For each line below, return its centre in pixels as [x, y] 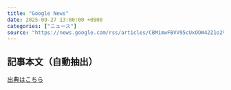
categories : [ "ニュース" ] [42, 26]
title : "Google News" [38, 13]
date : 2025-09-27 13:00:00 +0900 [55, 20]
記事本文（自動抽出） [52, 62]
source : [18, 32]
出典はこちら [25, 80]
